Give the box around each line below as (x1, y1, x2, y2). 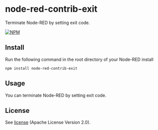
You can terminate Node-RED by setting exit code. (5, 92, 107, 98)
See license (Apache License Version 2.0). (5, 119, 90, 126)
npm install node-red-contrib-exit (5, 66, 78, 71)
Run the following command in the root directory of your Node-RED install (5, 56, 154, 62)
